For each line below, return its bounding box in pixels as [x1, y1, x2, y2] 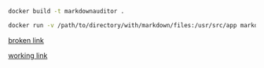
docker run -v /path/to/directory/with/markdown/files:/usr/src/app [8, 21, 237, 29]
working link [8, 51, 48, 60]
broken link [8, 35, 45, 45]
